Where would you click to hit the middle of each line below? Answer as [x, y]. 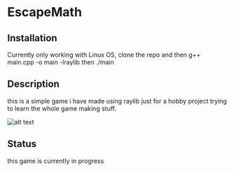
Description [33, 84]
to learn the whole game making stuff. [62, 108]
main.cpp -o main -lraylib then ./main [61, 62]
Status [22, 144]
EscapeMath [45, 12]
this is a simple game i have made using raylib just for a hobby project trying [117, 101]
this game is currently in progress [56, 161]
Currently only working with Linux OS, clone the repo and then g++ [104, 55]
